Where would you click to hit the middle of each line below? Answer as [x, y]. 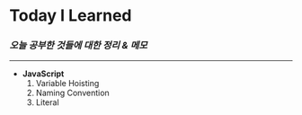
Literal [48, 102]
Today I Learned [71, 16]
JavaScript [43, 74]
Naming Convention [72, 93]
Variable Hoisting [67, 84]
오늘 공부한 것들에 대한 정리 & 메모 [79, 46]
